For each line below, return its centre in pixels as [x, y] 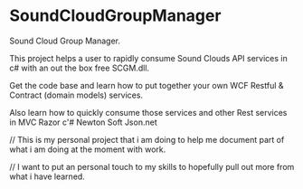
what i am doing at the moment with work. [88, 149]
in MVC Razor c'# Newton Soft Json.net [83, 122]
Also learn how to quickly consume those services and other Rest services [148, 112]
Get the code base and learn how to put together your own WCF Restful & [147, 85]
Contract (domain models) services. [76, 95]
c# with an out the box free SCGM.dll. [80, 68]
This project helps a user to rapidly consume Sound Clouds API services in [148, 58]
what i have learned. [47, 176]
